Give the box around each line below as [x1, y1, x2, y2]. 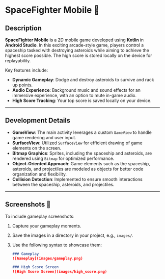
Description [5, 24, 42, 32]
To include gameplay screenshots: [5, 213, 75, 219]
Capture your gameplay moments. [12, 223, 82, 228]
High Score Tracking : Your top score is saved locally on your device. [12, 98, 152, 103]
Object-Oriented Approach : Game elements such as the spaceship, [12, 160, 150, 166]
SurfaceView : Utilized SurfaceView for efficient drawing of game [12, 140, 142, 146]
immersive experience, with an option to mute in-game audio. [12, 93, 137, 98]
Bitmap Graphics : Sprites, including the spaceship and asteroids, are [12, 150, 152, 156]
